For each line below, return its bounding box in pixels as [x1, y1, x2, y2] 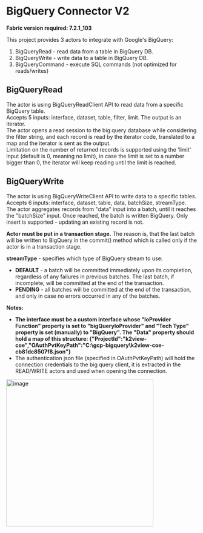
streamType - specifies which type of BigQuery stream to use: [6, 255, 163, 262]
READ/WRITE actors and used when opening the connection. [15, 367, 168, 374]
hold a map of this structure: [15, 335, 88, 342]
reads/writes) [15, 67, 49, 74]
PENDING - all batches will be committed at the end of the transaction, [15, 286, 191, 293]
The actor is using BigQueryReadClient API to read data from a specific [6, 101, 184, 108]
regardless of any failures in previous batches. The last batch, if [15, 273, 175, 280]
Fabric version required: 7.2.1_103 [6, 24, 92, 32]
